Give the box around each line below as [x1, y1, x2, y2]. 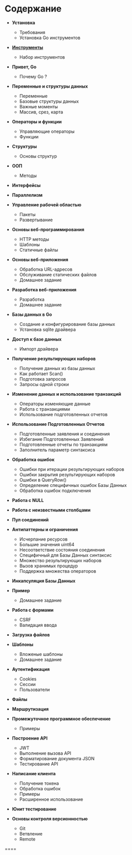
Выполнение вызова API [19, 750, 71, 756]
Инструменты [11, 44, 43, 50]
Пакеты [19, 211, 36, 217]
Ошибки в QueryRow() [19, 477, 67, 483]
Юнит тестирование [11, 806, 56, 812]
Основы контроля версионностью [11, 815, 88, 821]
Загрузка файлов [11, 631, 50, 637]
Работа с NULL [11, 497, 44, 503]
